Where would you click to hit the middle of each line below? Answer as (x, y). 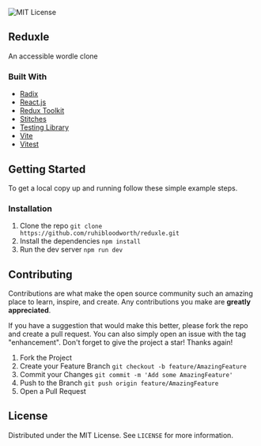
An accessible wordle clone (53, 56)
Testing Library (44, 127)
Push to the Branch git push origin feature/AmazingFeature (119, 383)
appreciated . (30, 310)
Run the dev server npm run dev (71, 250)
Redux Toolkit (42, 111)
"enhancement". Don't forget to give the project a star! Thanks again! (121, 342)
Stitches (33, 119)
